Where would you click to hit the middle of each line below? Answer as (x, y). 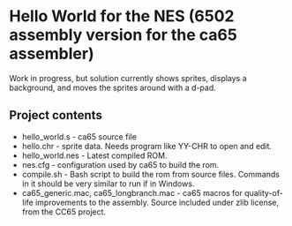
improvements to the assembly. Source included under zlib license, (157, 202)
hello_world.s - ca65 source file (79, 136)
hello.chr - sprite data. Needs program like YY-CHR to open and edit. (146, 146)
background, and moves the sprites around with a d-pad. (112, 87)
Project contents (56, 115)
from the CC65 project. (64, 211)
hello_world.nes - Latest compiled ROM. (94, 155)
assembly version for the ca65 (124, 35)
